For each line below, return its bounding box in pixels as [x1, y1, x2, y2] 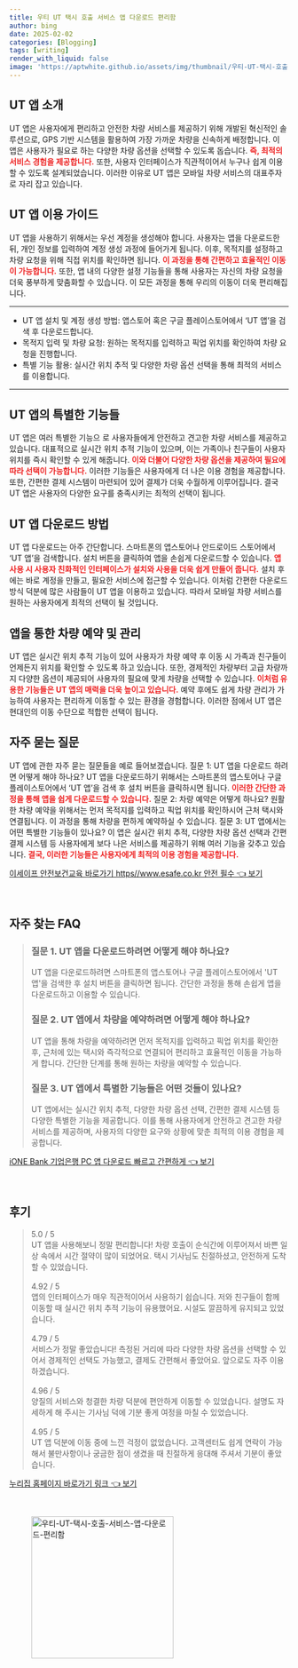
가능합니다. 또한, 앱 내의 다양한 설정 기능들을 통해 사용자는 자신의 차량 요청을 [18, 266, 284, 276]
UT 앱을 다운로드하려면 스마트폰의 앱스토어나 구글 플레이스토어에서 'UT [30, 967, 278, 978]
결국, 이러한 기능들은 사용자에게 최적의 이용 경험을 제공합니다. [27, 849, 239, 860]
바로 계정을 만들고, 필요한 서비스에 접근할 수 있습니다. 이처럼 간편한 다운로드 [25, 575, 288, 586]
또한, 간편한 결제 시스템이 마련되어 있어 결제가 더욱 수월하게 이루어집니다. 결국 [9, 477, 279, 488]
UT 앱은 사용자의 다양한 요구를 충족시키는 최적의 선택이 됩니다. [9, 488, 226, 498]
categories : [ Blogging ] [9, 37, 98, 47]
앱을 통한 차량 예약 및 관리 [9, 625, 142, 640]
